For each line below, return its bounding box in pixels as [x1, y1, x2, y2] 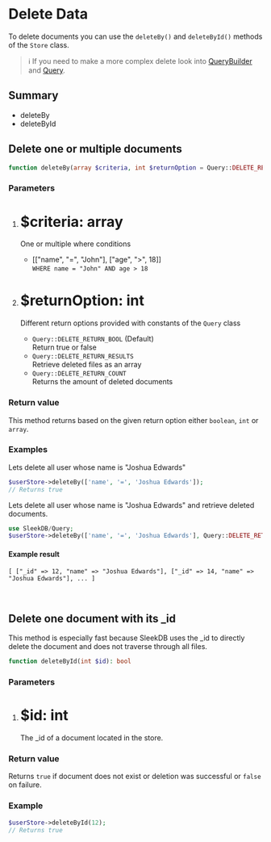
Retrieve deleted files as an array [31, 360, 142, 370]
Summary [8, 89, 59, 103]
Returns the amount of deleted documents [31, 377, 173, 387]
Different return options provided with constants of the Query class [19, 318, 241, 328]
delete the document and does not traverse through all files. [8, 642, 208, 651]
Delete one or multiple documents [8, 142, 183, 156]
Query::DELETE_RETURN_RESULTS [31, 353, 135, 361]
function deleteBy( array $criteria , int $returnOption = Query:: [8, 163, 232, 172]
